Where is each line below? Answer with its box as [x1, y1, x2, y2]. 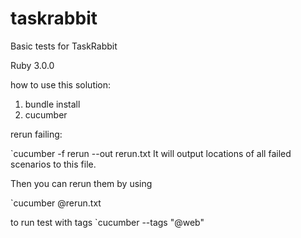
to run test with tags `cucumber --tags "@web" [10, 216, 205, 228]
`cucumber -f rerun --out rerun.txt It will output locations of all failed [10, 147, 292, 159]
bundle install [24, 98, 81, 110]
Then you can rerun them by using [10, 177, 153, 189]
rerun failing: [10, 128, 63, 140]
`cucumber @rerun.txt [10, 197, 102, 209]
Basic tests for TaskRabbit [10, 40, 118, 52]
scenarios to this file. [10, 158, 97, 170]
